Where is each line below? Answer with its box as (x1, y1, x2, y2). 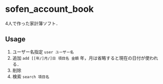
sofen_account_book (5, 3, 94, 15)
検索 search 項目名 (12, 73, 50, 80)
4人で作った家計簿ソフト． (5, 20, 61, 26)
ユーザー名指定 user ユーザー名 (12, 48, 74, 55)
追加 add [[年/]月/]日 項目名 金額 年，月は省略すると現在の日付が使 (12, 55, 150, 61)
